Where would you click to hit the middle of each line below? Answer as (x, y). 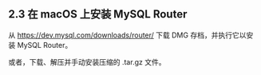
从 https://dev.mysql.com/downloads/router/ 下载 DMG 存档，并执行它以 (127, 35)
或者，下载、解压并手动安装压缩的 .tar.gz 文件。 (87, 61)
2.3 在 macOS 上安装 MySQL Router (98, 14)
